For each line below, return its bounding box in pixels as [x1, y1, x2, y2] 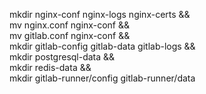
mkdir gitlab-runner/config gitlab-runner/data [9, 72, 196, 84]
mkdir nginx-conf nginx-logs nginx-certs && [9, 9, 191, 20]
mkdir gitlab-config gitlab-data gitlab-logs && [9, 40, 196, 52]
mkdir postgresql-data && [9, 51, 116, 63]
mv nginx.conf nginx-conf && [9, 19, 130, 31]
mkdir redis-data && [9, 62, 92, 73]
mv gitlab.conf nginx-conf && [9, 30, 131, 41]
